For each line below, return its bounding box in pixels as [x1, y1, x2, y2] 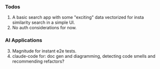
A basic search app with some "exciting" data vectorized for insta [12, 15, 144, 20]
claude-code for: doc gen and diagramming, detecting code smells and [12, 53, 156, 59]
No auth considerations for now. [12, 25, 77, 31]
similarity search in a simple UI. [12, 19, 75, 25]
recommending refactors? [12, 58, 64, 64]
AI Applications [5, 37, 42, 44]
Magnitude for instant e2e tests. [12, 48, 77, 54]
